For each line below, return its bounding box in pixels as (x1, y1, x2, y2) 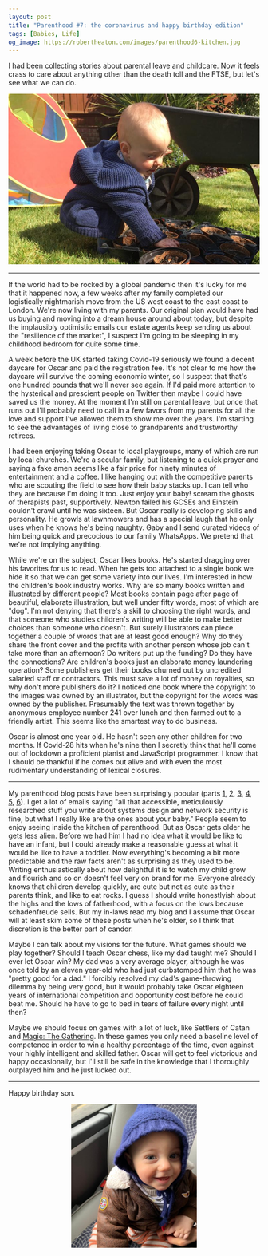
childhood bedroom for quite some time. (8, 339, 141, 349)
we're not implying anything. (8, 539, 102, 549)
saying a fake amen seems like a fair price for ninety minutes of (8, 463, 217, 472)
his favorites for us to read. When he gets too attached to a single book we (8, 563, 254, 573)
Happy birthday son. (8, 1088, 76, 1097)
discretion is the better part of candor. (8, 924, 133, 934)
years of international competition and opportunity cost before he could (8, 990, 244, 1000)
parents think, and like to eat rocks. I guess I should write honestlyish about (8, 890, 257, 899)
